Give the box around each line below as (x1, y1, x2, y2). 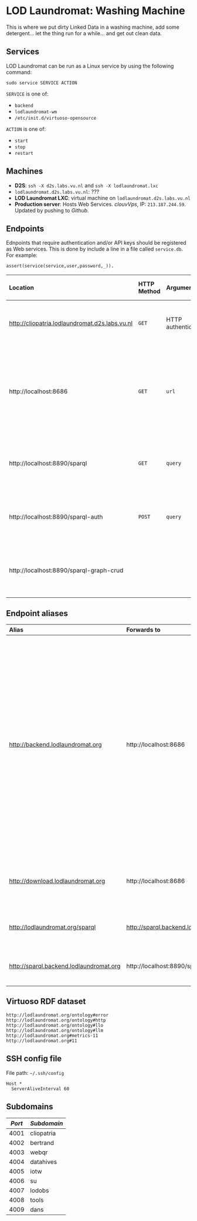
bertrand (30, 1138, 55, 1146)
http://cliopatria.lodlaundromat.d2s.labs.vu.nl (9, 319, 133, 327)
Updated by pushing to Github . (14, 207, 89, 214)
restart (14, 150, 33, 156)
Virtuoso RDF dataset (6, 996, 86, 1007)
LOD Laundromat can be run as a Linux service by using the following (6, 62, 174, 69)
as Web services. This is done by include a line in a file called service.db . (6, 245, 184, 253)
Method (138, 288, 161, 296)
